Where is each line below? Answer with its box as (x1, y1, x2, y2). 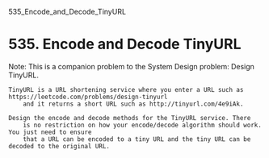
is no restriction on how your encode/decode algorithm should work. (23, 121, 263, 129)
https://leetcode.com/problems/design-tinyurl (8, 93, 168, 101)
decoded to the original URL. (8, 142, 111, 150)
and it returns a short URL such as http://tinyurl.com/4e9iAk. (23, 100, 244, 108)
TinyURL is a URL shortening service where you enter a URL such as (8, 85, 244, 94)
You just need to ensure (8, 128, 92, 136)
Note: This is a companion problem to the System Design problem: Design (8, 61, 254, 71)
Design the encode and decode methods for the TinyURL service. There (8, 114, 251, 122)
